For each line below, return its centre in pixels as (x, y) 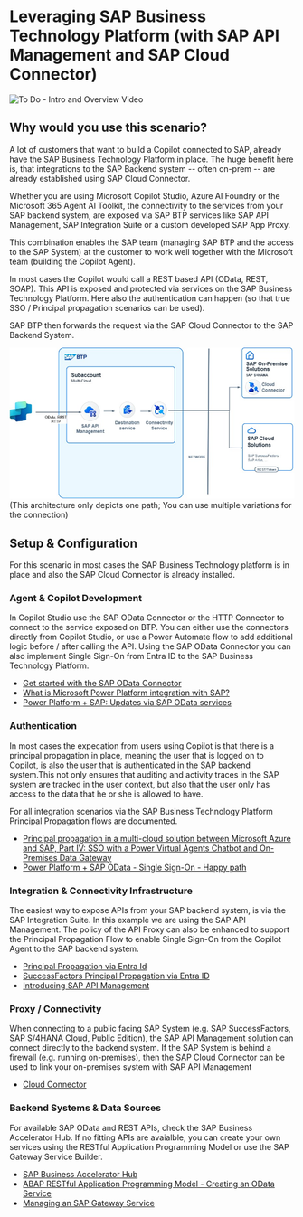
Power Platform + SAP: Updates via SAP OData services (127, 703)
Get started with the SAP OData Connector (102, 684)
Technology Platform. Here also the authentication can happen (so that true (150, 298)
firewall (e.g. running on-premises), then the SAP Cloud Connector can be (147, 1057)
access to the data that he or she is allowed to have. (106, 794)
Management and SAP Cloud (120, 55)
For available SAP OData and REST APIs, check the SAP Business (131, 1127)
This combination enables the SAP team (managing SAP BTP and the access (151, 242)
